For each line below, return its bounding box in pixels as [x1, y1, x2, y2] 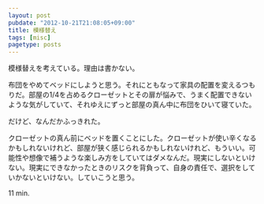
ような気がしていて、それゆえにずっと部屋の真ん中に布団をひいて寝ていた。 [8, 100, 256, 109]
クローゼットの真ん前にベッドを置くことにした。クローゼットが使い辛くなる [8, 133, 257, 143]
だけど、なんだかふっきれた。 [8, 117, 105, 126]
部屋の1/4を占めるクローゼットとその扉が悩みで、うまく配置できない [28, 90, 252, 99]
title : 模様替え [8, 26, 57, 34]
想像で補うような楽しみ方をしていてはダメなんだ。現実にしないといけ [28, 153, 256, 162]
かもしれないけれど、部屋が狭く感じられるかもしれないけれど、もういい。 [8, 143, 250, 153]
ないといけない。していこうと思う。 [21, 172, 139, 182]
